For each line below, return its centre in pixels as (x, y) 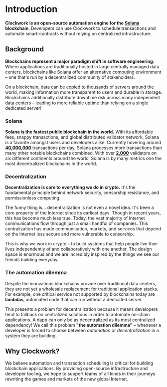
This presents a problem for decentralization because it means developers (82, 309)
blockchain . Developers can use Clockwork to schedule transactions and (81, 28)
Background (24, 49)
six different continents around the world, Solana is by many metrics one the (83, 159)
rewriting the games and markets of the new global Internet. (67, 379)
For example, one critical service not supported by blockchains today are (80, 294)
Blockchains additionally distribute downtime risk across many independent (83, 97)
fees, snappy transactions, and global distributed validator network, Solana (82, 137)
